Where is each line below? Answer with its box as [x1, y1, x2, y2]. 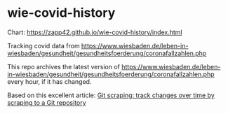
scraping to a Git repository [7, 98, 86, 106]
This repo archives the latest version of [7, 62, 121, 71]
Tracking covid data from [7, 41, 80, 50]
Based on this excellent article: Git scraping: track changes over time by [7, 91, 215, 99]
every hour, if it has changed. [7, 77, 92, 85]
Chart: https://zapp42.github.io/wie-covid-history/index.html [7, 28, 182, 36]
